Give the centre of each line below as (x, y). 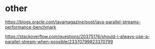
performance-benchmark (31, 27)
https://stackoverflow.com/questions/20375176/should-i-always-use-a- (77, 36)
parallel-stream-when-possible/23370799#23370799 (59, 41)
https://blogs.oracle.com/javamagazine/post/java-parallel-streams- (73, 22)
